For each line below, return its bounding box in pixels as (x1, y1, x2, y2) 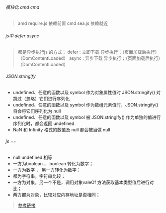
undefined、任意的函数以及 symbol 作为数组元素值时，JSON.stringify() (12, 102, 159, 107)
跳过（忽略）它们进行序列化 (12, 96, 70, 102)
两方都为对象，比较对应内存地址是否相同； (12, 192, 100, 198)
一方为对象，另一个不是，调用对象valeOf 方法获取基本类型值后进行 (12, 179, 150, 185)
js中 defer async (5, 32, 39, 39)
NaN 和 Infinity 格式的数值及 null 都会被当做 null (12, 126, 111, 132)
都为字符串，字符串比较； (12, 173, 66, 179)
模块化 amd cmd (5, 4, 40, 10)
